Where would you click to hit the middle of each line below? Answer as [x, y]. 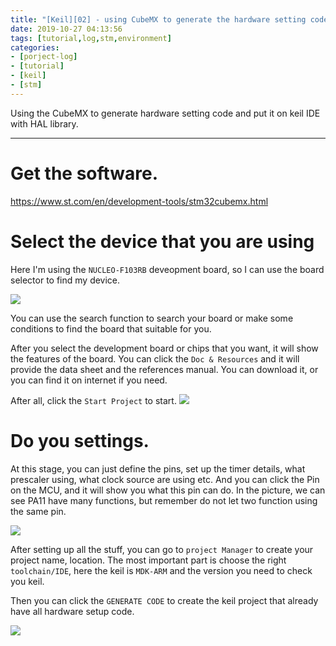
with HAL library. [44, 123]
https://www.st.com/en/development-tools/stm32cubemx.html [139, 201]
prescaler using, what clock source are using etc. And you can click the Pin [165, 479]
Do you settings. [80, 440]
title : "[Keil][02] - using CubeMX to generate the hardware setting [158, 19]
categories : [35, 47]
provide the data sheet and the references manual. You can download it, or [164, 369]
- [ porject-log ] [44, 57]
